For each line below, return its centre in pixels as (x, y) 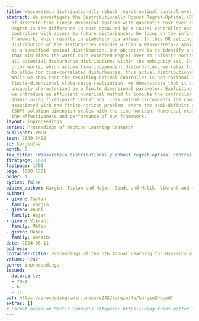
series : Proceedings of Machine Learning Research (70, 127)
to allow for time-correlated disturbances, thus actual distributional (103, 72)
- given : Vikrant (28, 221)
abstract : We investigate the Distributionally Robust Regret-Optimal (95, 17)
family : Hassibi (31, 237)
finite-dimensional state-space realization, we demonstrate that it (99, 84)
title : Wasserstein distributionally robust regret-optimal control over (99, 12)
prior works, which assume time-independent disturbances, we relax (98, 67)
